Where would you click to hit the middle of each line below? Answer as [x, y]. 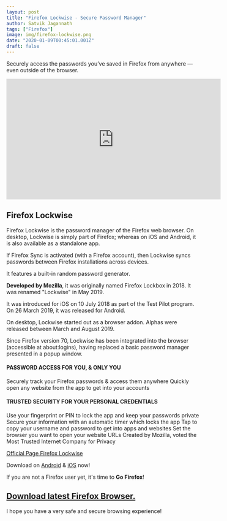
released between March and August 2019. [61, 329]
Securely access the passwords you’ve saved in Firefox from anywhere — [100, 63]
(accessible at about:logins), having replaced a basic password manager [98, 347]
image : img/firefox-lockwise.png [49, 35]
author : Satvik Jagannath [39, 23]
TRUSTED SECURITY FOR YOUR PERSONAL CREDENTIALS [82, 401]
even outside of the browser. [43, 70]
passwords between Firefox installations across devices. [77, 262]
